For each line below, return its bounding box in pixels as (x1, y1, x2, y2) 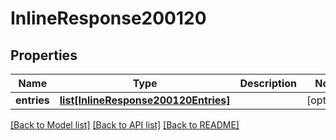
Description (239, 77, 297, 90)
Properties (10, 47, 78, 64)
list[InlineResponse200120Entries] (59, 93, 231, 107)
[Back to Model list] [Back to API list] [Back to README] (10, 119, 240, 131)
